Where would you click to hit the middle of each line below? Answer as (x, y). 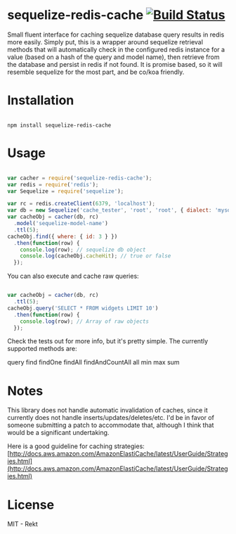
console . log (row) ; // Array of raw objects (85, 321)
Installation (41, 100)
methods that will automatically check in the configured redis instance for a (116, 49)
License (31, 505)
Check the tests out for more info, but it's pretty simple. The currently (108, 341)
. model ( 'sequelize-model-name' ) (61, 224)
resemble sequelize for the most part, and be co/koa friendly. (96, 72)
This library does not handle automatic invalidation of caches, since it (108, 410)
